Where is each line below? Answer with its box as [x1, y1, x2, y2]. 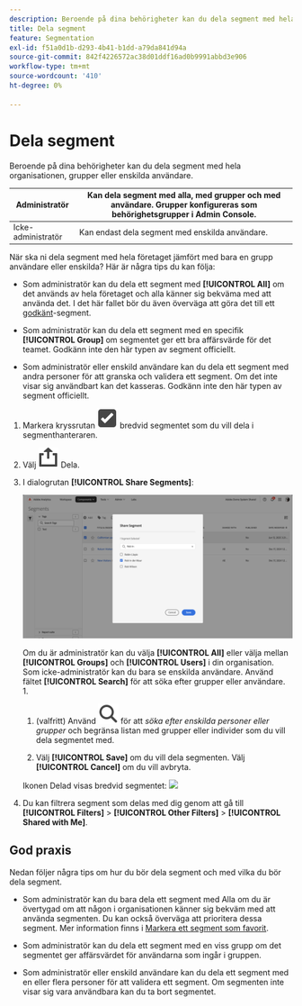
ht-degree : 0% [9, 81, 63, 90]
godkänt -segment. [22, 307, 92, 318]
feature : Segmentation [9, 33, 94, 42]
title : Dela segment [9, 23, 87, 33]
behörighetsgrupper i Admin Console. [111, 209, 257, 220]
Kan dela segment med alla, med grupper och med [86, 190, 281, 201]
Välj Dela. [22, 459, 80, 470]
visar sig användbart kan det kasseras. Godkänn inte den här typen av [22, 380, 282, 391]
